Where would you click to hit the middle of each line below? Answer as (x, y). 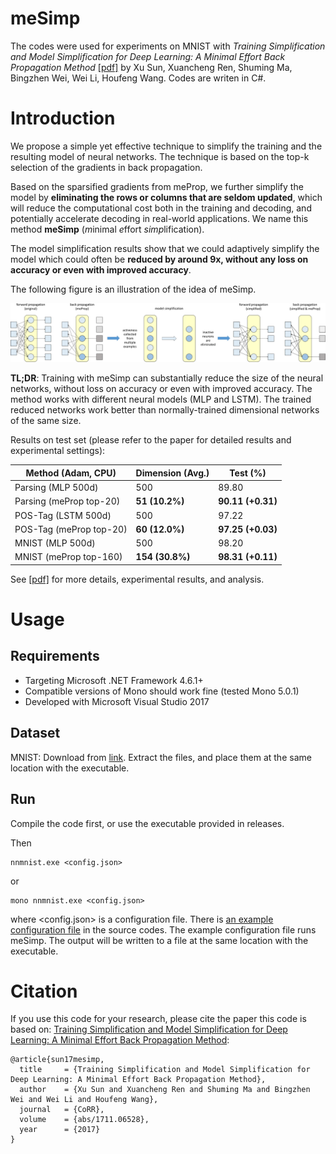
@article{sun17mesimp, (57, 1060)
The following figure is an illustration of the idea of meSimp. (133, 289)
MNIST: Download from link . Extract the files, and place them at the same (161, 757)
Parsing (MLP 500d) (56, 488)
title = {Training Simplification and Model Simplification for (165, 1070)
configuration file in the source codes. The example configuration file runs (163, 929)
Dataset (35, 733)
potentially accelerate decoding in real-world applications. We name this (159, 218)
